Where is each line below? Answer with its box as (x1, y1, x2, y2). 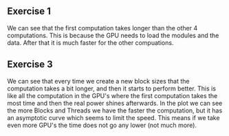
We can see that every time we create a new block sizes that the (7, 77, 190, 85)
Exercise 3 (7, 59, 53, 70)
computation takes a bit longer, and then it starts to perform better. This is (7, 84, 217, 93)
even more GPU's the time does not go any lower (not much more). (7, 121, 197, 129)
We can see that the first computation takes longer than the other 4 (7, 23, 198, 32)
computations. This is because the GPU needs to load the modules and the (7, 31, 219, 39)
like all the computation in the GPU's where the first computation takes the (7, 91, 218, 99)
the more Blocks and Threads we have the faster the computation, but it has (7, 106, 223, 115)
